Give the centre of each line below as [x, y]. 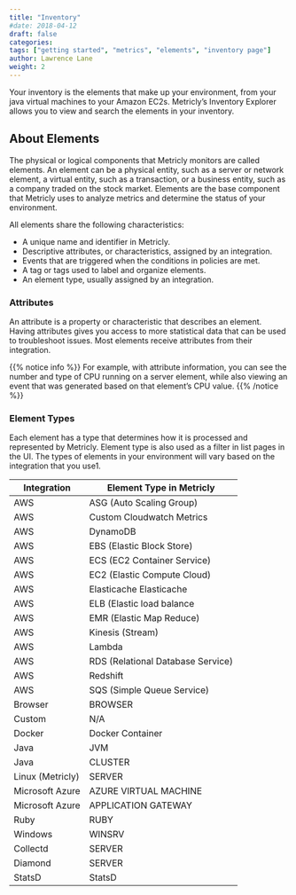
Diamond [32, 863]
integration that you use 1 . [55, 466]
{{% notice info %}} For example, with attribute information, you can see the [148, 367]
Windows [33, 835]
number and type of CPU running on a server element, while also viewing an [148, 376]
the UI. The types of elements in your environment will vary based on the [142, 457]
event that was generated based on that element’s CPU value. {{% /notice [144, 386]
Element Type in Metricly [161, 488]
